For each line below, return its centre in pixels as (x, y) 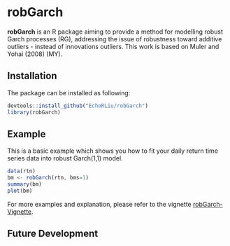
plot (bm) (20, 191)
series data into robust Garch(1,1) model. (65, 158)
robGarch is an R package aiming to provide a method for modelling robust (115, 32)
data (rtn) (22, 171)
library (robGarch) (34, 112)
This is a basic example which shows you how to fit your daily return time (113, 151)
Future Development (53, 234)
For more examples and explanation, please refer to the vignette (100, 204)
